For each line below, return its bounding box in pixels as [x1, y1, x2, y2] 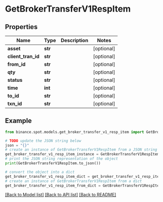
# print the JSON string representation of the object [5, 156, 118, 161]
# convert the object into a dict [5, 170, 75, 174]
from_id [7, 61, 26, 67]
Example [5, 117, 32, 125]
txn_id [7, 100, 22, 107]
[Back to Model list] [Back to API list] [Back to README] [5, 192, 116, 198]
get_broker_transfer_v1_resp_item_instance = [5, 152, 98, 157]
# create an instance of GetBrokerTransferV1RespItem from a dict [5, 178, 142, 184]
